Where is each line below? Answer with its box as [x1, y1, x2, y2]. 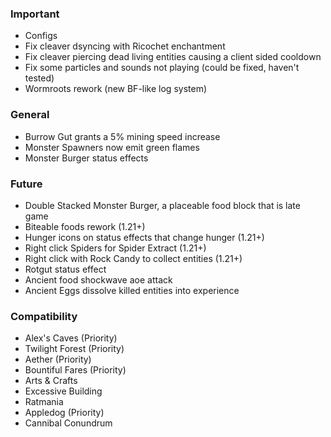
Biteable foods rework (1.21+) [24, 220, 146, 232]
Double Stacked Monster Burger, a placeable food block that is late [24, 199, 301, 211]
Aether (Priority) [24, 353, 92, 366]
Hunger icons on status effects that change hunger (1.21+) [24, 231, 265, 243]
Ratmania [24, 396, 64, 408]
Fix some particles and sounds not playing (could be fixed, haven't [24, 62, 300, 74]
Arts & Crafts [24, 375, 78, 387]
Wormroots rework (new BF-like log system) [24, 83, 208, 95]
